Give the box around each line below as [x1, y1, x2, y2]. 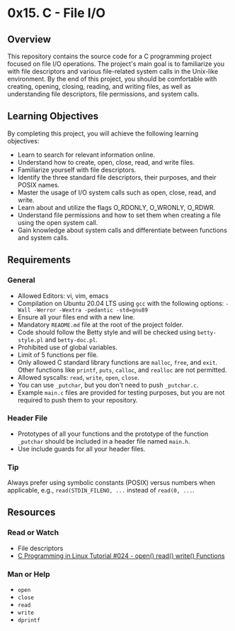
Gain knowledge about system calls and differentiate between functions [17, 226, 228, 234]
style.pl [17, 336, 44, 344]
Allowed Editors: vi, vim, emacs [17, 291, 109, 300]
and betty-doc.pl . [45, 335, 98, 344]
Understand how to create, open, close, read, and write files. [17, 158, 195, 166]
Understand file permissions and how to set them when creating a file [17, 211, 221, 219]
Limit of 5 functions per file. [17, 350, 98, 359]
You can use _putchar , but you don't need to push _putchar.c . [17, 380, 199, 389]
